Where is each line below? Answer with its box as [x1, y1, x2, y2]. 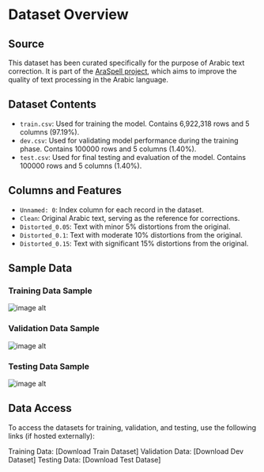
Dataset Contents [8, 97, 97, 112]
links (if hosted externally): [8, 431, 95, 440]
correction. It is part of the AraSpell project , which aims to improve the [8, 67, 237, 76]
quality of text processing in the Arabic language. [8, 75, 168, 84]
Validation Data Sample [8, 323, 100, 334]
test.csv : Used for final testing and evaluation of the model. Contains [19, 152, 247, 162]
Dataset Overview [8, 6, 129, 24]
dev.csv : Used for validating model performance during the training [19, 135, 239, 145]
